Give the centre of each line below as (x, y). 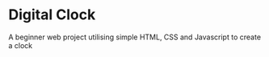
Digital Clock (52, 15)
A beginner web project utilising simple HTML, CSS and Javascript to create (134, 37)
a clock (21, 45)
